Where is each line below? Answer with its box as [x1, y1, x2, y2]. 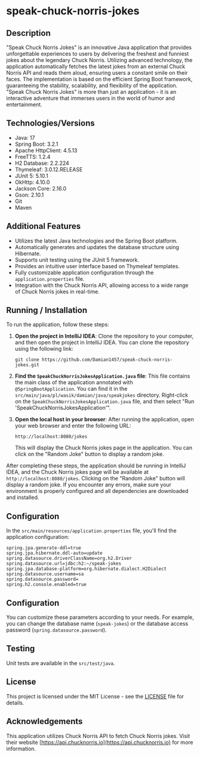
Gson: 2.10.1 [14, 191, 44, 198]
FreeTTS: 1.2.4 [14, 153, 51, 160]
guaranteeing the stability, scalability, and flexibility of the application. [6, 82, 178, 89]
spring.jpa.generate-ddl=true [6, 545, 82, 551]
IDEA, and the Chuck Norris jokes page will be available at [6, 468, 149, 476]
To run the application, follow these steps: [6, 321, 109, 328]
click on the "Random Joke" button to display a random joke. [14, 450, 164, 458]
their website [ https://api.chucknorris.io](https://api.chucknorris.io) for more [6, 738, 193, 746]
